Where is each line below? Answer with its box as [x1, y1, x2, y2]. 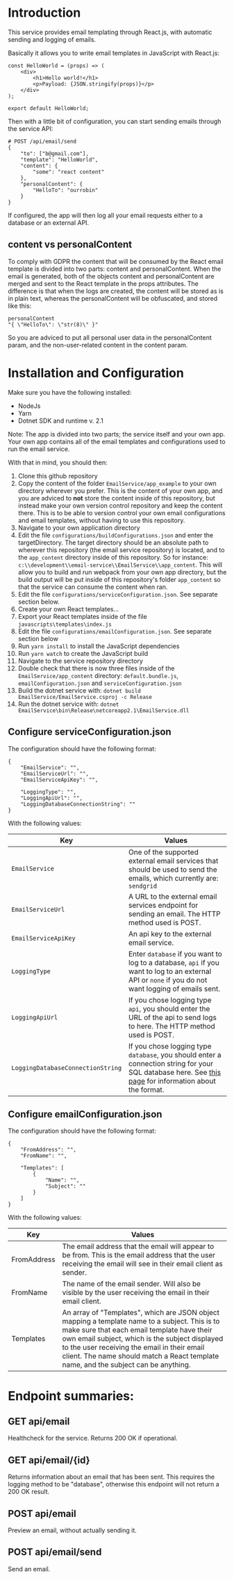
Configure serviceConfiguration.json [8, 726, 172, 738]
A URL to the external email [128, 891, 217, 901]
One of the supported [128, 847, 199, 857]
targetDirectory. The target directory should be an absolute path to [17, 538, 209, 547]
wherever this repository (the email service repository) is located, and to [17, 545, 225, 554]
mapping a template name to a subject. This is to [62, 1317, 220, 1326]
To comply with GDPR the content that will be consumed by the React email [8, 257, 224, 265]
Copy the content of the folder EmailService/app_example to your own [17, 479, 217, 487]
